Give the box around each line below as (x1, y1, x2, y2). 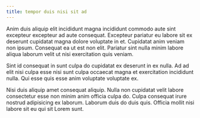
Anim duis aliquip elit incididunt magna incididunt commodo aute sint (6, 25, 176, 32)
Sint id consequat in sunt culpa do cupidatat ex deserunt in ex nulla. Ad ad (6, 62, 190, 69)
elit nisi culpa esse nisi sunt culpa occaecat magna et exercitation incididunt (6, 68, 194, 75)
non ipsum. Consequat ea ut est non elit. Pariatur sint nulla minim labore (6, 44, 184, 51)
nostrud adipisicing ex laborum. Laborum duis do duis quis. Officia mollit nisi (6, 99, 195, 106)
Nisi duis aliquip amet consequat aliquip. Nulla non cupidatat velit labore (6, 86, 184, 93)
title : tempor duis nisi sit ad (6, 8, 87, 15)
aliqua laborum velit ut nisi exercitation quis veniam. (6, 50, 134, 57)
